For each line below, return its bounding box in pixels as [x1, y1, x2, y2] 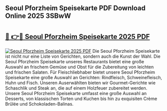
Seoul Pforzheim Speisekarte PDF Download [5, 4, 146, 12]
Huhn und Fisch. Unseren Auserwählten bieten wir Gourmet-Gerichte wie [5, 80, 156, 86]
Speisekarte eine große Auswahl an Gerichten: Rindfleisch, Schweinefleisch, [5, 75, 163, 80]
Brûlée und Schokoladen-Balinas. [5, 101, 74, 107]
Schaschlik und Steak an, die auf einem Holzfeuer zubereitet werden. [5, 85, 148, 91]
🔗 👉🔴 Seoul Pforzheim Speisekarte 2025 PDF [5, 32, 150, 41]
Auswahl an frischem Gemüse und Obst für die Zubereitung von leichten [5, 64, 154, 70]
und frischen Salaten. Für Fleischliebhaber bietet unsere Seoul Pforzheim [5, 69, 156, 75]
